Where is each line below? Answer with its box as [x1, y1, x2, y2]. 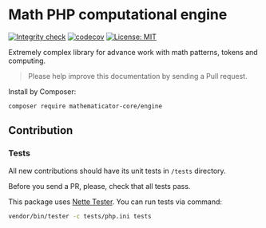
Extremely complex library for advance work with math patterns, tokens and [8, 47, 258, 57]
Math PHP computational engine [8, 6, 228, 24]
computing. [8, 56, 46, 65]
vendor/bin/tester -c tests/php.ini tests [8, 212, 152, 220]
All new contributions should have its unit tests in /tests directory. [8, 166, 226, 175]
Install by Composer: [8, 86, 77, 96]
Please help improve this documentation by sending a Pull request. [27, 71, 248, 81]
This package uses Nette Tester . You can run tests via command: [8, 197, 222, 206]
